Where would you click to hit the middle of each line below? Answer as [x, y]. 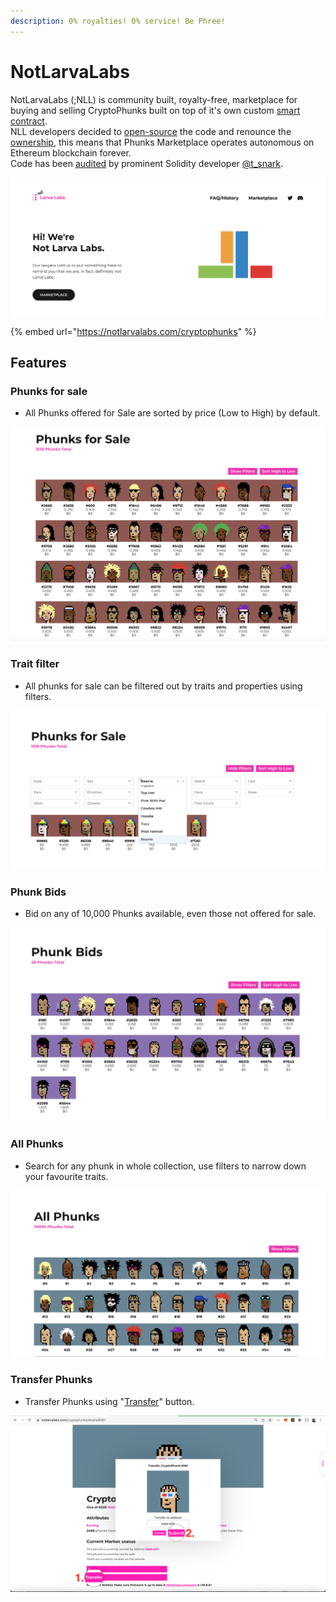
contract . [29, 121]
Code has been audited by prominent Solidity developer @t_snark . [147, 163]
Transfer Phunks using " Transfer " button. [109, 1401]
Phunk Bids [38, 892]
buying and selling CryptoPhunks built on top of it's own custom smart [155, 110]
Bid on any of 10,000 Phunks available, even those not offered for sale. [170, 914]
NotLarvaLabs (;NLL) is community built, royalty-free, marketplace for [154, 99]
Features [38, 362]
